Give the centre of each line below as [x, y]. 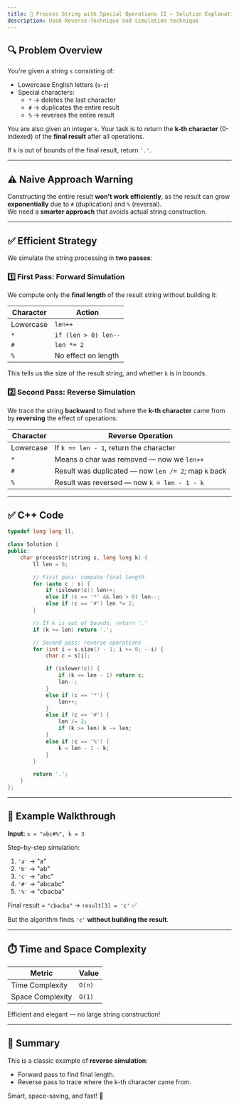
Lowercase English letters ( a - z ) [63, 85]
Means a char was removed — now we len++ [129, 459]
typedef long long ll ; [41, 531]
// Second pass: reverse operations [87, 643]
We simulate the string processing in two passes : [80, 258]
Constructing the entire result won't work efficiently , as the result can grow [119, 197]
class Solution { [33, 545]
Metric [42, 973]
